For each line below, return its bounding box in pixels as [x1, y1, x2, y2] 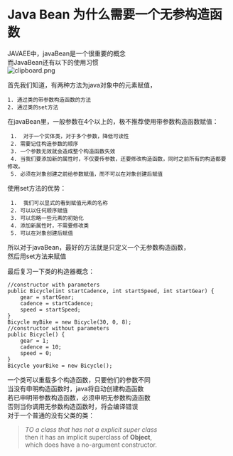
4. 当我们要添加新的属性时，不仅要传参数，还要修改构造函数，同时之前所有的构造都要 [10, 155, 227, 162]
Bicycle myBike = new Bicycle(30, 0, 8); [7, 318, 132, 326]
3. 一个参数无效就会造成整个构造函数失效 [10, 147, 116, 155]
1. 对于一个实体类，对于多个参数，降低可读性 [10, 132, 129, 139]
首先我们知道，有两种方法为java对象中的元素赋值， [7, 80, 156, 89]
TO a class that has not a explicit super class [24, 425, 158, 434]
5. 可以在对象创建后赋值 [10, 229, 73, 237]
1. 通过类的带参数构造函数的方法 [7, 96, 91, 103]
